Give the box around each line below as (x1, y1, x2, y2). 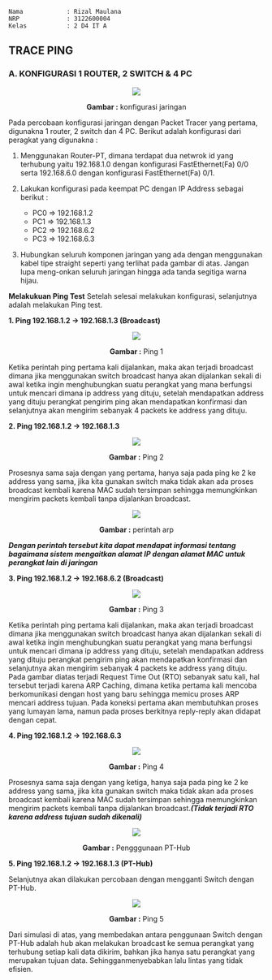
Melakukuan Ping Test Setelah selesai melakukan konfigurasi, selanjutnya (8, 291, 257, 300)
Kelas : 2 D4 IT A (8, 22, 107, 30)
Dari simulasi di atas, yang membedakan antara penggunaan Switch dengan (8, 930, 263, 939)
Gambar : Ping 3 (109, 604, 164, 614)
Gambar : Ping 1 (109, 346, 164, 356)
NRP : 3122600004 (8, 15, 111, 23)
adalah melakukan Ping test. (8, 300, 103, 309)
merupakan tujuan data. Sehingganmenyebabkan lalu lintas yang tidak (8, 955, 244, 965)
